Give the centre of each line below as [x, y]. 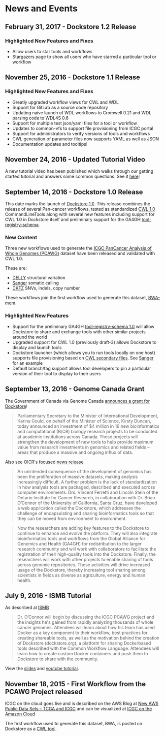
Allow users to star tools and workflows [52, 51]
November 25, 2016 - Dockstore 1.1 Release [73, 78]
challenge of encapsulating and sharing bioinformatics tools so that [85, 513]
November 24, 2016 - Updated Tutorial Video [75, 159]
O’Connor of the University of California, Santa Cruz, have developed [87, 503]
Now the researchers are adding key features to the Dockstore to [83, 528]
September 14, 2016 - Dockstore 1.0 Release [74, 192]
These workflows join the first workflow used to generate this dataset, [76, 298]
